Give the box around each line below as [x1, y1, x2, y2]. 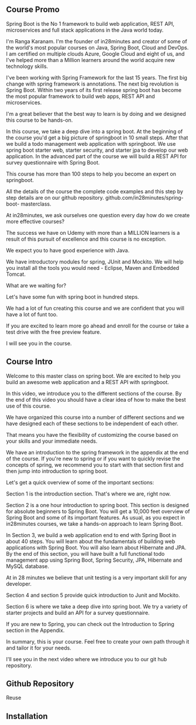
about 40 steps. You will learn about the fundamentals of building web [6, 538, 176, 545]
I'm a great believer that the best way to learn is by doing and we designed [6, 110, 186, 117]
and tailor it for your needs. [6, 644, 71, 651]
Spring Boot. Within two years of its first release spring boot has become [6, 86, 182, 93]
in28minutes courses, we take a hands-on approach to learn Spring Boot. [6, 520, 183, 527]
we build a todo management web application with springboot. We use [6, 140, 176, 147]
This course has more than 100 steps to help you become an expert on [6, 170, 177, 177]
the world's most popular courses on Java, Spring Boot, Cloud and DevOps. [6, 44, 189, 51]
